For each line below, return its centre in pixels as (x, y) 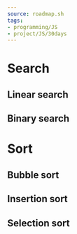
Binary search (38, 118)
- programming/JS (33, 27)
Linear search (38, 94)
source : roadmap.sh (36, 14)
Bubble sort (33, 175)
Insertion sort (37, 199)
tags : (15, 21)
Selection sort (38, 223)
